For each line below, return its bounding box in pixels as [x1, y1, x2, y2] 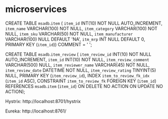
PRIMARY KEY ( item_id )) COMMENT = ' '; [5, 41, 92, 47]
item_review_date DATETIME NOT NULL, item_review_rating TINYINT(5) [5, 67, 156, 73]
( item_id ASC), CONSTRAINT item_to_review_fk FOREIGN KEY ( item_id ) [5, 78, 156, 84]
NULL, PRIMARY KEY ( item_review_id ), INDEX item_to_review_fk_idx [5, 72, 150, 78]
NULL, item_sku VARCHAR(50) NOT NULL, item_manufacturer [5, 31, 133, 37]
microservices [5, 4, 67, 15]
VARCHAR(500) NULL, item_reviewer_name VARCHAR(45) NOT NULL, [5, 62, 150, 68]
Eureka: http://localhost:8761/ [5, 108, 67, 114]
